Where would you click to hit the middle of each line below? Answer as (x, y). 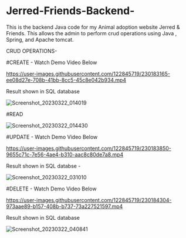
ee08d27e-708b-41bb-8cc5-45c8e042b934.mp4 (66, 80)
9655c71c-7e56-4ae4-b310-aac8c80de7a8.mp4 (65, 155)
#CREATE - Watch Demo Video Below (52, 62)
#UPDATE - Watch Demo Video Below (52, 137)
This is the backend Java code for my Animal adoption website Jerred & (93, 27)
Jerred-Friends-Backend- (70, 11)
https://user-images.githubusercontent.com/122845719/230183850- (89, 148)
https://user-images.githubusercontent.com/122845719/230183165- (88, 73)
